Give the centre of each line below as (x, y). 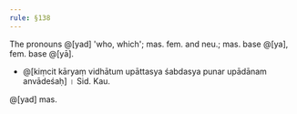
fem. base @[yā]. (42, 53)
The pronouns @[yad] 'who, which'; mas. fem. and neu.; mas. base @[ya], (149, 44)
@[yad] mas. (33, 99)
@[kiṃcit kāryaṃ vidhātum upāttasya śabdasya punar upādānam (144, 71)
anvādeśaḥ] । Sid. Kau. (67, 81)
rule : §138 (30, 18)
